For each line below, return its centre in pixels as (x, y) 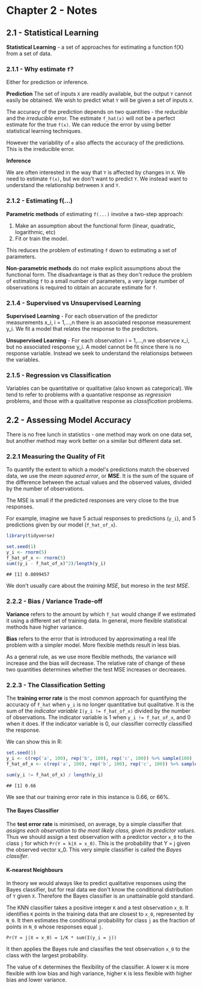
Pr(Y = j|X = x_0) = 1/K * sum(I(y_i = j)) (62, 938)
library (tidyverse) (31, 536)
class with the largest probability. (47, 956)
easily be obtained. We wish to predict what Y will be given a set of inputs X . (100, 100)
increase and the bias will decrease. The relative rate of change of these (96, 663)
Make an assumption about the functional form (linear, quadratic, (95, 226)
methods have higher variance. (44, 627)
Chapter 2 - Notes (52, 11)
